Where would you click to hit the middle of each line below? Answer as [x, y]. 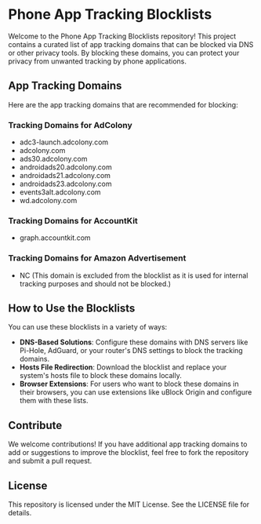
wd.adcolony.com [48, 201]
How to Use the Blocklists [72, 309]
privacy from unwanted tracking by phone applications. [97, 61]
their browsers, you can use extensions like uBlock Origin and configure [136, 392]
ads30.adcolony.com [53, 159]
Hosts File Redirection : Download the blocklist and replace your [123, 367]
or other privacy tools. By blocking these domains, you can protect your [124, 53]
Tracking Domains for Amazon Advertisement [97, 258]
